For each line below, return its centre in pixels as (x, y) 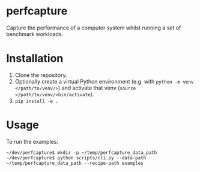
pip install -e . (37, 101)
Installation (35, 59)
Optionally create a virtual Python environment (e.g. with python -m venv (104, 81)
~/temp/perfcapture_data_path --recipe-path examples (75, 163)
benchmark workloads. (35, 34)
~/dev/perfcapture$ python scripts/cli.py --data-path (76, 158)
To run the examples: (32, 141)
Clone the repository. (41, 75)
